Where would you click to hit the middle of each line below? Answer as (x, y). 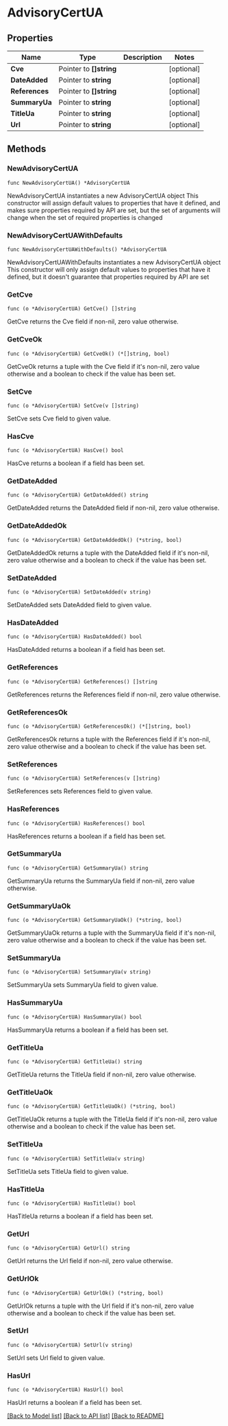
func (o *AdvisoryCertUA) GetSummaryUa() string (78, 868)
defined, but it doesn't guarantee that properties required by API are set (108, 277)
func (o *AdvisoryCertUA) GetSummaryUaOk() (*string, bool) (95, 920)
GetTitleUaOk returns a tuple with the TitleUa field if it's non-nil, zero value (112, 1119)
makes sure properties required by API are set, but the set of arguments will (114, 210)
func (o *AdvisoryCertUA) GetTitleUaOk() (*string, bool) (91, 1107)
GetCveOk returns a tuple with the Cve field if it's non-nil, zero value (103, 366)
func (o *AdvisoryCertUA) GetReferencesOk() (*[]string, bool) (99, 726)
